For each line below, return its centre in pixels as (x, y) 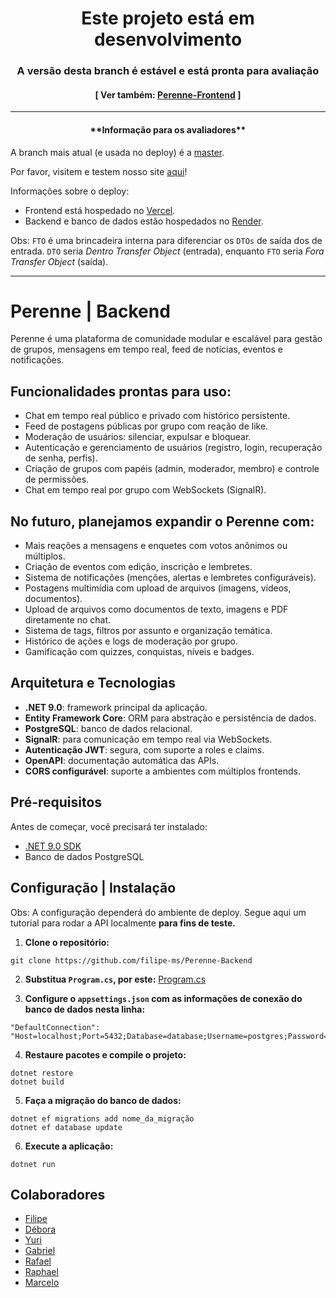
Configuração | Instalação (93, 888)
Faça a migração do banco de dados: (103, 1100)
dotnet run (33, 1164)
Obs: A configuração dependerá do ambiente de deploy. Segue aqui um (158, 912)
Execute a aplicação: (69, 1146)
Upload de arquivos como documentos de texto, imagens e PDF (156, 609)
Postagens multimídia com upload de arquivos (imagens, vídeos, (158, 588)
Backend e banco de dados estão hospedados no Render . (144, 221)
